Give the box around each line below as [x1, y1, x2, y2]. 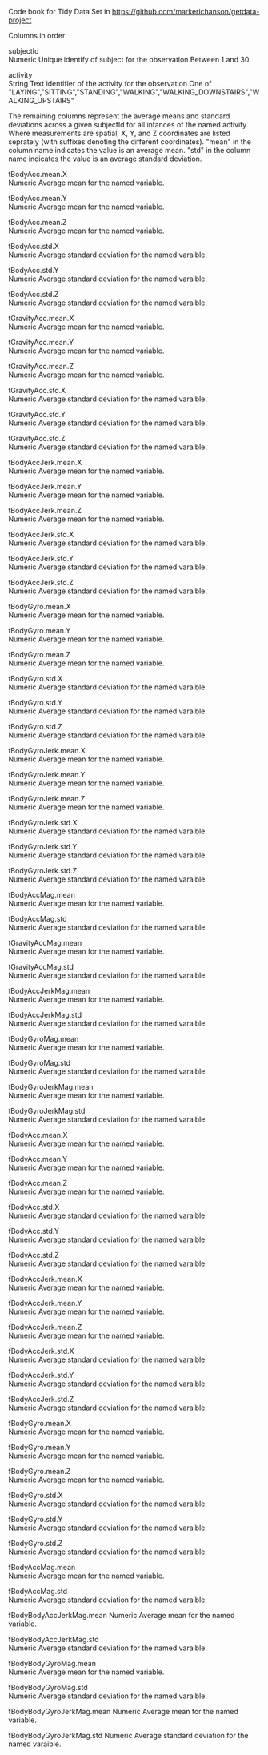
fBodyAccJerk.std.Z [8, 1395, 74, 1404]
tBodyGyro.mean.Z [8, 650, 70, 659]
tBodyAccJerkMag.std [8, 1010, 82, 1019]
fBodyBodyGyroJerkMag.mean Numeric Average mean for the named [8, 1707, 238, 1716]
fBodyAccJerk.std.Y [8, 1371, 74, 1380]
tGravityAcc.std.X [8, 386, 66, 395]
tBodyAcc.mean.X [8, 170, 68, 179]
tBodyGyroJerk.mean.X [8, 746, 86, 755]
